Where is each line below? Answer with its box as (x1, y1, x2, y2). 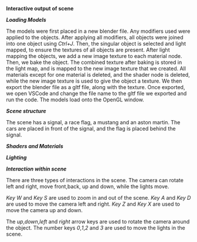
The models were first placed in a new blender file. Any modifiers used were (6, 28, 191, 35)
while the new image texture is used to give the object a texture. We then (6, 77, 182, 84)
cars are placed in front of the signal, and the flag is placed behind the (6, 125, 176, 132)
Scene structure (6, 108, 47, 114)
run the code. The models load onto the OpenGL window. (6, 96, 145, 103)
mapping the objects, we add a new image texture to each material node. (6, 53, 183, 59)
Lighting (6, 154, 27, 161)
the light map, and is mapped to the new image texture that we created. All (6, 65, 186, 72)
